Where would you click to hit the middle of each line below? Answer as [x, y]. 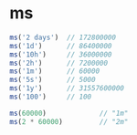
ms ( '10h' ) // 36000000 [61, 54]
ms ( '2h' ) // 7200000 [58, 63]
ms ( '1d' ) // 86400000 [61, 46]
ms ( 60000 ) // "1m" [69, 113]
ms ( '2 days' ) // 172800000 [63, 37]
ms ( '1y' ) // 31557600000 [67, 88]
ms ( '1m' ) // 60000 [55, 71]
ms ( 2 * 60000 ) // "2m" [69, 121]
